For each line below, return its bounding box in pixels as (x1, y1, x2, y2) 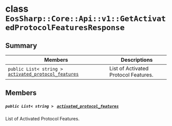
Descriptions (120, 57, 153, 63)
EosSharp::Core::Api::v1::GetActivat (5, 14, 166, 23)
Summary (5, 41, 37, 50)
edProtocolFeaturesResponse (5, 23, 125, 33)
